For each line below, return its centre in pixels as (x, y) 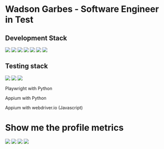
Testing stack (27, 66)
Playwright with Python (29, 88)
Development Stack (36, 38)
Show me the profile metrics (64, 128)
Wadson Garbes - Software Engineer (82, 9)
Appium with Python (26, 98)
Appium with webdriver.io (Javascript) (44, 107)
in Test (19, 20)
